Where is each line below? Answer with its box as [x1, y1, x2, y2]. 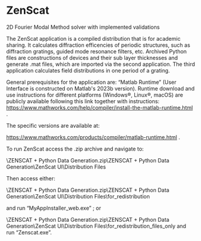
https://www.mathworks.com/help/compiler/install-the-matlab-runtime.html [6, 104, 193, 111]
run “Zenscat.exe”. [6, 228, 52, 236]
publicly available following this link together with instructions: [6, 97, 160, 105]
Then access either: [6, 174, 56, 182]
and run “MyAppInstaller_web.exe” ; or [6, 204, 101, 212]
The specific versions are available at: [6, 122, 100, 129]
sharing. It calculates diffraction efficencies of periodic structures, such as [6, 41, 191, 49]
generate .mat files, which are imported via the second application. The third [6, 61, 195, 68]
